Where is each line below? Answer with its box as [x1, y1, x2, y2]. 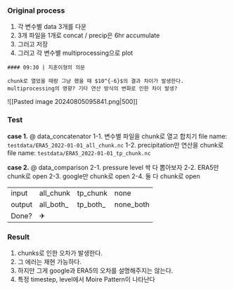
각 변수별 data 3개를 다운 [17, 22, 87, 31]
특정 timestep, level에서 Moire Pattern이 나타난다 [17, 275, 156, 283]
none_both [114, 199, 150, 209]
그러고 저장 [17, 40, 48, 48]
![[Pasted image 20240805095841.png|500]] [7, 98, 138, 106]
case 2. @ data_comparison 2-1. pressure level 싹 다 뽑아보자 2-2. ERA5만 [7, 163, 219, 171]
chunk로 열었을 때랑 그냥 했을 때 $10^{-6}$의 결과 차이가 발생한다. [7, 78, 184, 85]
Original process [7, 6, 65, 15]
